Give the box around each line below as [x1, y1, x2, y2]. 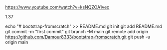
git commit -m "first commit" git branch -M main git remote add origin [5, 29, 149, 34]
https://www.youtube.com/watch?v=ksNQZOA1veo [5, 4, 110, 10]
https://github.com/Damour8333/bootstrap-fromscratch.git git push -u [5, 34, 151, 40]
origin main [5, 39, 28, 45]
